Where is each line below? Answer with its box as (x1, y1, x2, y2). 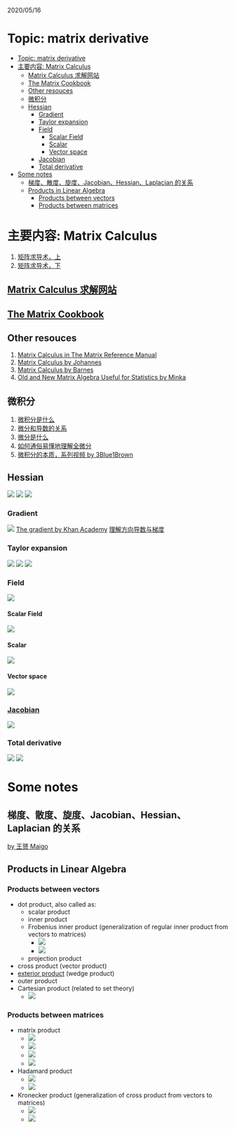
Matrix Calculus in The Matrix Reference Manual (17, 351, 157, 359)
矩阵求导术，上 (17, 253, 61, 261)
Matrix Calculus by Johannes (17, 358, 102, 366)
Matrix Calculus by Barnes (17, 366, 94, 374)
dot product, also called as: (17, 900, 97, 908)
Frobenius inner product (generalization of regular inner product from (27, 922, 229, 931)
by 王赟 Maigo (7, 842, 48, 850)
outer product (17, 976, 58, 985)
